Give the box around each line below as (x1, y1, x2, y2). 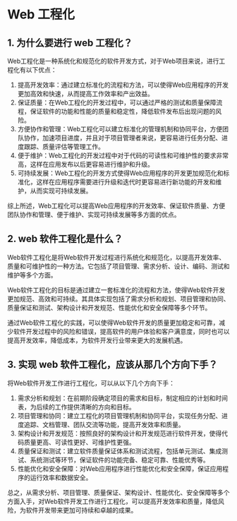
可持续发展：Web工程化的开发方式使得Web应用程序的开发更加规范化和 (17, 169, 224, 177)
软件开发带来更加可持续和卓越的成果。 (25, 505, 138, 514)
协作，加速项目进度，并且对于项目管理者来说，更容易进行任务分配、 (23, 133, 222, 142)
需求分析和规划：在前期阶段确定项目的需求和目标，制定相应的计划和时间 (17, 393, 228, 402)
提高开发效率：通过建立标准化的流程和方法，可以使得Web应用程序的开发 (17, 80, 229, 89)
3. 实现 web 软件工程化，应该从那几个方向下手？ (7, 359, 218, 371)
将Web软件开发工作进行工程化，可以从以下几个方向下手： (7, 378, 175, 387)
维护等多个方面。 (7, 270, 57, 279)
